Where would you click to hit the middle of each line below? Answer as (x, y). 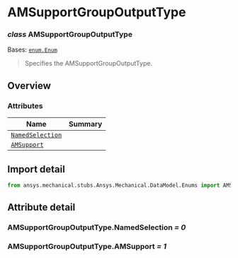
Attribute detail (41, 207)
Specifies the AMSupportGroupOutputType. (89, 64)
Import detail (36, 169)
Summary (85, 124)
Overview (29, 86)
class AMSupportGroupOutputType (70, 35)
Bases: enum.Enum (33, 49)
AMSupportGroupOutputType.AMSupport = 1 (87, 247)
